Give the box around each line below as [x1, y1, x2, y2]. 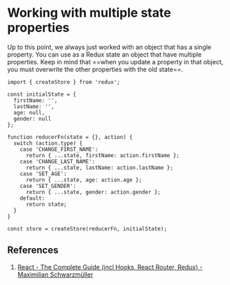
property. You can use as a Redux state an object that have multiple [7, 50, 202, 59]
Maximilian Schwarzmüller [17, 270, 94, 279]
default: [20, 194, 45, 202]
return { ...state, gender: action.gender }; [25, 189, 161, 196]
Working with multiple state [7, 5, 171, 21]
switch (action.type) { [13, 140, 82, 147]
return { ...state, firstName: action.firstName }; [25, 152, 180, 159]
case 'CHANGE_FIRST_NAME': [20, 145, 99, 153]
